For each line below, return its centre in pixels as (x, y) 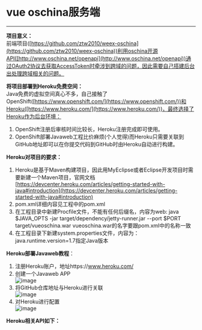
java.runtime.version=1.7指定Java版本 (62, 240)
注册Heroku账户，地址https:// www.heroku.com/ (74, 266)
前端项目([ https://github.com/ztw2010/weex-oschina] (72, 43)
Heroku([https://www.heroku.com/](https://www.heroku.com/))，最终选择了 (100, 108)
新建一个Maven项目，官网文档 (58, 177)
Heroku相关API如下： (33, 320)
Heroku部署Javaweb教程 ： (40, 253)
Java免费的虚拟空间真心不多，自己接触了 (57, 93)
